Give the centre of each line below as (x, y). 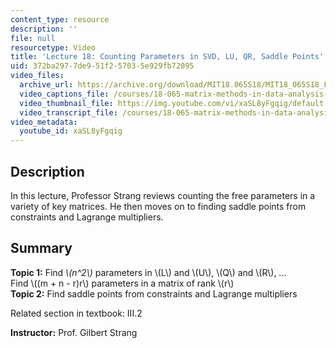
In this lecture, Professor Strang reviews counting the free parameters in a (163, 195)
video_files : (37, 76)
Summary (41, 248)
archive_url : (46, 85)
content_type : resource (60, 19)
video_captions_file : (64, 94)
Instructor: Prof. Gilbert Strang (74, 332)
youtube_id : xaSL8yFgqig (71, 131)
